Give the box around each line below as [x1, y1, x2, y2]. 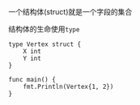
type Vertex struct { [8, 40, 82, 48]
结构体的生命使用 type [8, 24, 80, 34]
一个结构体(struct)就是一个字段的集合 [8, 7, 133, 16]
